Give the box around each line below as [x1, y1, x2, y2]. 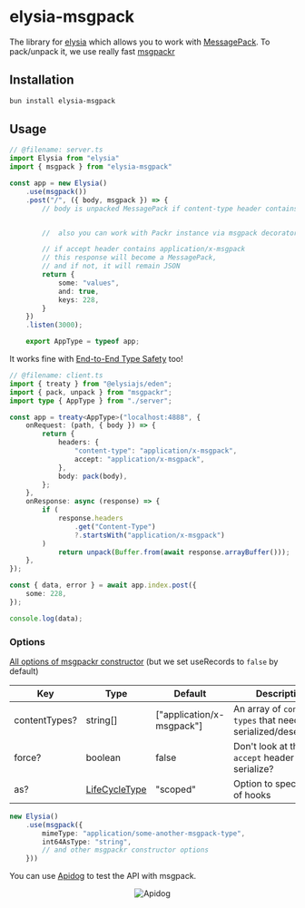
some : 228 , [25, 590, 67, 599]
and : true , [57, 287, 100, 296]
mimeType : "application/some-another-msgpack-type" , [42, 828, 246, 838]
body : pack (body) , [57, 472, 128, 481]
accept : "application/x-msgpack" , [74, 454, 205, 464]
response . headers [57, 514, 124, 523]
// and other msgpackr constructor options [42, 845, 209, 854]
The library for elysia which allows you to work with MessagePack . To [9, 36, 271, 47]
